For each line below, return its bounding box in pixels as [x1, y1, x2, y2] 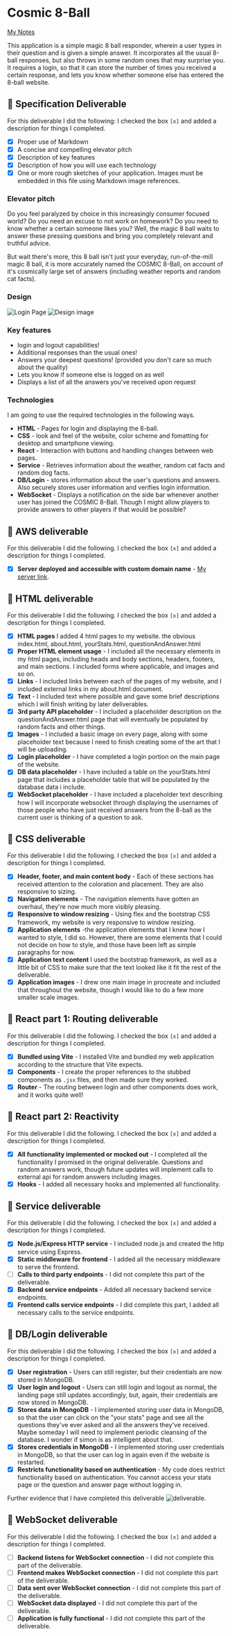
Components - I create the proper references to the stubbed [17, 1067, 191, 1076]
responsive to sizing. [17, 887, 77, 896]
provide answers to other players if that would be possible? [17, 505, 186, 514]
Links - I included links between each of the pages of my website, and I [17, 677, 222, 685]
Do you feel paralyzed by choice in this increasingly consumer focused [7, 210, 210, 218]
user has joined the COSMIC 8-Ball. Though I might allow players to [17, 498, 210, 506]
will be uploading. [17, 745, 68, 753]
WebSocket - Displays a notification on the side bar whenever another [17, 491, 220, 499]
